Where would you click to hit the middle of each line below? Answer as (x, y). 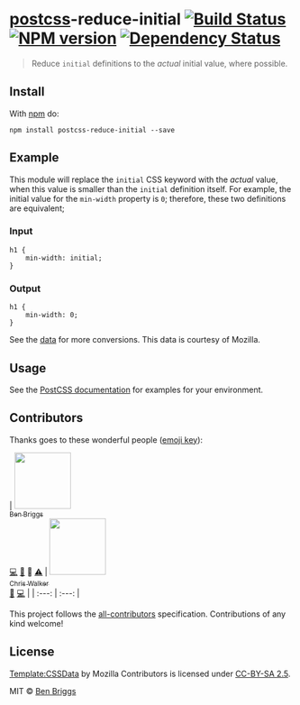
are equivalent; (37, 208)
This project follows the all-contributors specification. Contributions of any (148, 614)
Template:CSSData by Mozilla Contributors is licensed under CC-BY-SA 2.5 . (150, 673)
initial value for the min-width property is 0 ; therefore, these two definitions (148, 198)
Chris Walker (29, 583)
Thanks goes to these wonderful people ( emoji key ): (106, 439)
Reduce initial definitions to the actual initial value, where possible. (159, 63)
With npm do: (35, 114)
